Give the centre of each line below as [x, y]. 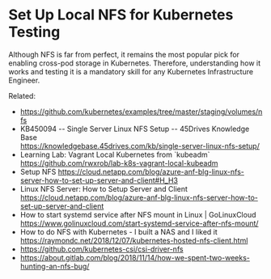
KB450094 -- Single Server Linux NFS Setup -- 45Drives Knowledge [135, 129]
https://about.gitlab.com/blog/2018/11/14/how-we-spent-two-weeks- [135, 257]
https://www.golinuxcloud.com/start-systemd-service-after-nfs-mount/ [139, 223]
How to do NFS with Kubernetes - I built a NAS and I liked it [119, 231]
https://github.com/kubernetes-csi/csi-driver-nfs [102, 249]
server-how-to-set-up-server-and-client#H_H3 [99, 180]
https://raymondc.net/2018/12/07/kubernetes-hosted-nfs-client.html [134, 240]
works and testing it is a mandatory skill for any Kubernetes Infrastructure [131, 71]
